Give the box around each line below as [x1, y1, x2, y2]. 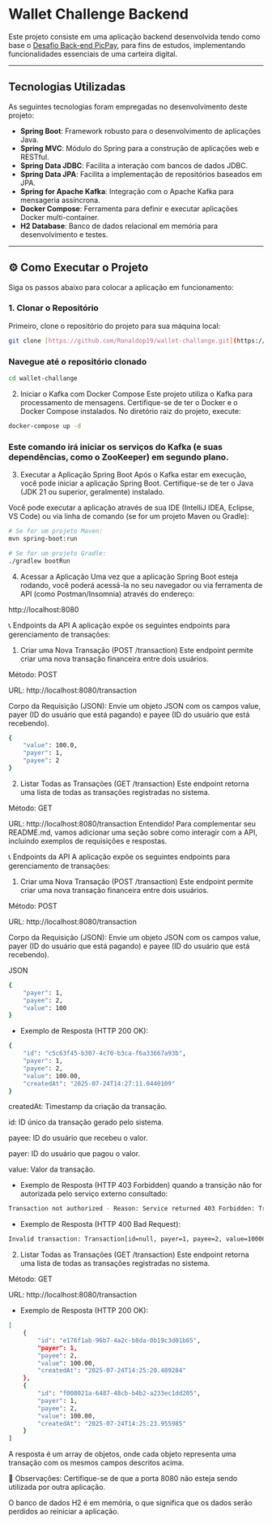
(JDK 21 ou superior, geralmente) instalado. [19, 487, 165, 497]
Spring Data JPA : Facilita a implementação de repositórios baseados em [19, 169, 262, 179]
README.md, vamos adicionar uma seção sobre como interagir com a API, [8, 827, 257, 837]
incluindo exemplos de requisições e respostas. [8, 835, 168, 845]
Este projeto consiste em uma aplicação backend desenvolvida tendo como [8, 32, 261, 41]
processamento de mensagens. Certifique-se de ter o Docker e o [19, 397, 238, 407]
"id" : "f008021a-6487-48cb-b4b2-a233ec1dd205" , [37, 1389, 201, 1397]
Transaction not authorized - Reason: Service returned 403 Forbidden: [8, 1205, 255, 1213]
